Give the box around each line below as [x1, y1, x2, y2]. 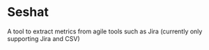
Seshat [7, 4, 49, 20]
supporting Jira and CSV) [7, 34, 80, 42]
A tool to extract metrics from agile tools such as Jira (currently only [7, 27, 203, 35]
